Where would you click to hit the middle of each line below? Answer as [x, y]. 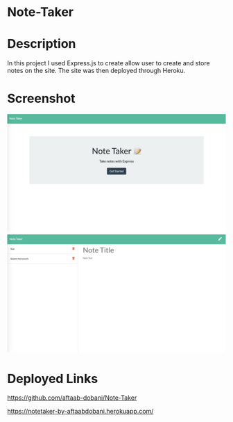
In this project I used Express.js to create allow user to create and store [109, 63]
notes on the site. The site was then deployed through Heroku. [96, 71]
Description [42, 44]
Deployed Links [53, 379]
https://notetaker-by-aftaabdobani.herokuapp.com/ [80, 412]
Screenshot [41, 99]
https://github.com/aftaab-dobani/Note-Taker [72, 398]
